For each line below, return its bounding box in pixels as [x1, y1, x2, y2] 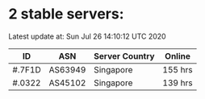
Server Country [94, 50, 155, 61]
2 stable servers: [8, 5, 124, 23]
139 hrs [162, 77, 193, 89]
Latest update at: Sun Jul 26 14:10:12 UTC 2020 [8, 31, 167, 41]
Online [165, 50, 191, 61]
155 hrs [162, 64, 193, 75]
